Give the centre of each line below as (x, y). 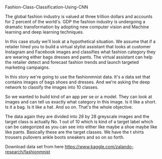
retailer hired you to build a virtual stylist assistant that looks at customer (78, 47)
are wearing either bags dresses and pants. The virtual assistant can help (79, 57)
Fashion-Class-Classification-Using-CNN (47, 7)
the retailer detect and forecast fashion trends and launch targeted (72, 62)
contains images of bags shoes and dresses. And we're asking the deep (78, 82)
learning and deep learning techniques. (45, 32)
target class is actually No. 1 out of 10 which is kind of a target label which (79, 122)
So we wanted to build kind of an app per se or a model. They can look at (79, 97)
